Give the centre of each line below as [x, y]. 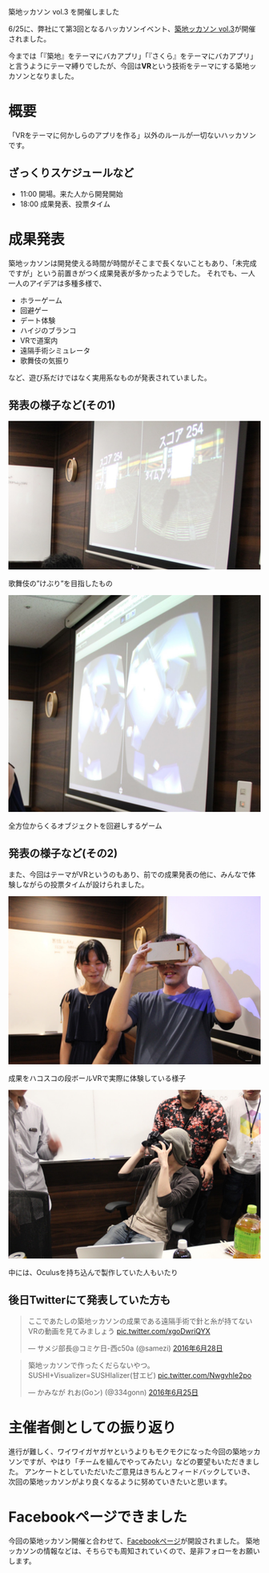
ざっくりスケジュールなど [71, 173]
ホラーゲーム [41, 300]
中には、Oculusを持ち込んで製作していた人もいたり [93, 1273]
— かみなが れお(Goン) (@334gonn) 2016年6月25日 [113, 1392]
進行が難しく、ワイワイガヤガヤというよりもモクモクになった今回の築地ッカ [134, 1451]
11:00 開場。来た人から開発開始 [71, 194]
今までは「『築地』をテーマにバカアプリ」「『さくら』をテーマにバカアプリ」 [133, 56]
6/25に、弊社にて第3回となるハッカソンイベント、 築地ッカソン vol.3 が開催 [132, 29]
